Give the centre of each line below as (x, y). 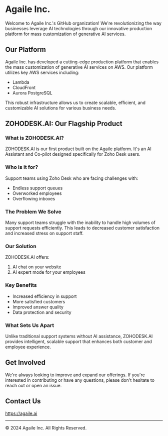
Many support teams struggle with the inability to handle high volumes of (80, 223)
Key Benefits (21, 285)
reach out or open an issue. (33, 385)
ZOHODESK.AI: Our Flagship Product (64, 124)
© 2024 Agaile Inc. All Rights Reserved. (46, 427)
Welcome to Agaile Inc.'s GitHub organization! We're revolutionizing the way (83, 23)
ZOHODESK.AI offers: (27, 257)
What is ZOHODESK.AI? (34, 138)
